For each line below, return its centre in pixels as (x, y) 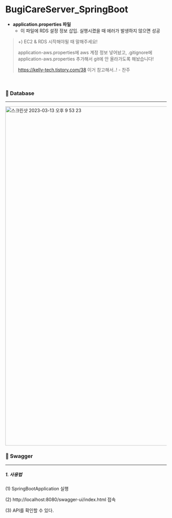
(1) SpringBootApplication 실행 (37, 488)
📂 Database (20, 93)
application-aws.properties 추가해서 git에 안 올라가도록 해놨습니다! (86, 59)
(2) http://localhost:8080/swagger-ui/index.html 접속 (61, 499)
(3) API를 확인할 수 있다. (30, 510)
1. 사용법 (14, 474)
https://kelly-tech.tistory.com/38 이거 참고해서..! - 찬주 (74, 70)
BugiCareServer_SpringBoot (67, 9)
